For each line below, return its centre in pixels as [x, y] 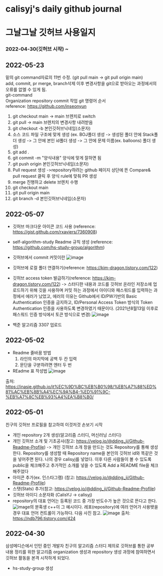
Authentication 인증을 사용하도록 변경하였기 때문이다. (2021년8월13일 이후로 [85, 308]
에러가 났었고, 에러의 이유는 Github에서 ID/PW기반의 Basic [81, 296]
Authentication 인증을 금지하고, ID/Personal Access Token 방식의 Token [82, 302]
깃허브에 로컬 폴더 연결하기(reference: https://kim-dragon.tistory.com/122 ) [85, 268]
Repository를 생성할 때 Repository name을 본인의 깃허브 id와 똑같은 [88, 453]
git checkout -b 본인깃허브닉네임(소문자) [52, 128]
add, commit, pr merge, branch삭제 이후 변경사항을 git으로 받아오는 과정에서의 [81, 84]
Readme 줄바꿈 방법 [32, 353]
